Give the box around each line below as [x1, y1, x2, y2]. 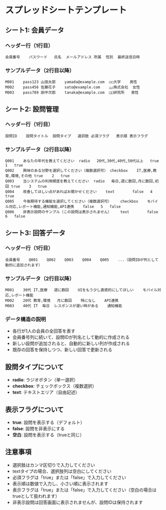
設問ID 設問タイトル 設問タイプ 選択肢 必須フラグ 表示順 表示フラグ [5, 133, 148, 138]
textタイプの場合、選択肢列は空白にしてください [12, 468, 112, 474]
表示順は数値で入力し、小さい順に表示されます [12, 481, 108, 487]
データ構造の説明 [5, 316, 46, 323]
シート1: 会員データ [5, 26, 65, 34]
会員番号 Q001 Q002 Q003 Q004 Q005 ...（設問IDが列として [5, 257, 159, 262]
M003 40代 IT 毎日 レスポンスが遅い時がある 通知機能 [5, 304, 123, 308]
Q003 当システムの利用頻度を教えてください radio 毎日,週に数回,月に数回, [5, 179, 155, 184]
